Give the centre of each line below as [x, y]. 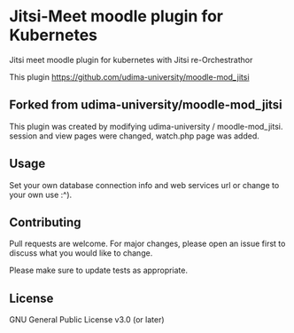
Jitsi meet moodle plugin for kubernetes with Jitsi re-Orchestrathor [131, 59]
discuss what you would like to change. [81, 253]
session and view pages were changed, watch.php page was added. [134, 136]
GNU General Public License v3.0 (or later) [87, 320]
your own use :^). [41, 194]
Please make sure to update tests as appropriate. [99, 270]
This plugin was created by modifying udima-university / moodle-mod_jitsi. [146, 126]
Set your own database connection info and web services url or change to [144, 185]
